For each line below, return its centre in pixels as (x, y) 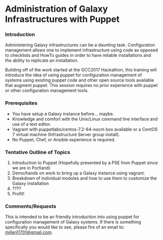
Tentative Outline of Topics (38, 152)
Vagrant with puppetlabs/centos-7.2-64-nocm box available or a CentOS (85, 129)
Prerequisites (21, 103)
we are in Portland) (31, 168)
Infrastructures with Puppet (62, 19)
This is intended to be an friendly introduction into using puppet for (72, 217)
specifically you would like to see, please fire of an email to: (65, 227)
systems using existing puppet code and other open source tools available (80, 80)
